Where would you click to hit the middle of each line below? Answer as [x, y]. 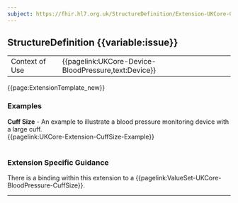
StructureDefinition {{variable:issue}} [93, 43]
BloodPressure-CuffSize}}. [46, 185]
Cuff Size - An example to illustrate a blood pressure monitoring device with [118, 122]
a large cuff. [25, 129]
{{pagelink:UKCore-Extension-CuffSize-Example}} [81, 137]
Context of [28, 62]
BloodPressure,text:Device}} [109, 70]
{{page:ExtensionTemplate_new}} [56, 88]
